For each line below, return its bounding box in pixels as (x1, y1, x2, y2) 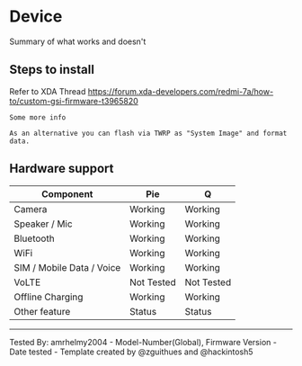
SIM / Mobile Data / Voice (13, 261, 121, 273)
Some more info (9, 112, 67, 122)
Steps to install (9, 62, 94, 77)
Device (9, 6, 63, 27)
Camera (13, 202, 48, 215)
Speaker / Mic (13, 218, 74, 230)
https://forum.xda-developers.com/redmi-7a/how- (87, 85, 274, 96)
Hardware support (9, 161, 114, 176)
